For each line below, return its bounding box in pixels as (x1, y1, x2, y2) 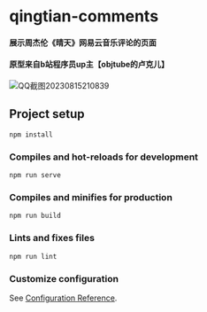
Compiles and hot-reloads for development (9, 151, 199, 163)
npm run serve (9, 171, 62, 180)
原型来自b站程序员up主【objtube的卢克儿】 (9, 59, 170, 70)
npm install (9, 130, 53, 139)
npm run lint (9, 252, 57, 261)
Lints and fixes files (9, 232, 96, 245)
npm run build (9, 211, 62, 221)
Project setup (9, 106, 86, 121)
